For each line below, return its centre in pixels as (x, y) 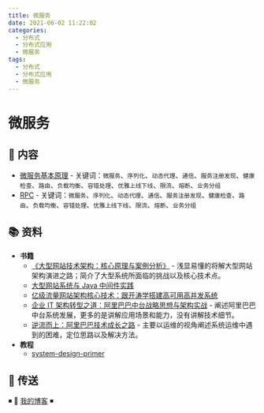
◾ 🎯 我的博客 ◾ (31, 401)
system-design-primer (68, 354)
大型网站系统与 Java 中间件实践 (82, 286)
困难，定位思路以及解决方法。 (94, 335)
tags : (17, 60)
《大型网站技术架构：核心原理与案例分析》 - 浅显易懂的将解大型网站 (142, 266)
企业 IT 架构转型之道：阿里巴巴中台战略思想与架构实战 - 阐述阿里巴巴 (143, 306)
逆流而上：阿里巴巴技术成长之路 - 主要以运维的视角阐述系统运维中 (138, 325)
